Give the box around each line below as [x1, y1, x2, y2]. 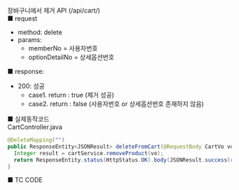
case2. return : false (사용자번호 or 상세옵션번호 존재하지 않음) [28, 100, 204, 108]
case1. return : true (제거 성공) [28, 91, 115, 99]
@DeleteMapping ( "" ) [7, 137, 65, 144]
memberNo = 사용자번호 [28, 44, 98, 52]
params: [17, 36, 43, 44]
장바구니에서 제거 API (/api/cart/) [7, 6, 101, 14]
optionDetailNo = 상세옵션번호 [28, 53, 115, 61]
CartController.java [7, 123, 63, 131]
